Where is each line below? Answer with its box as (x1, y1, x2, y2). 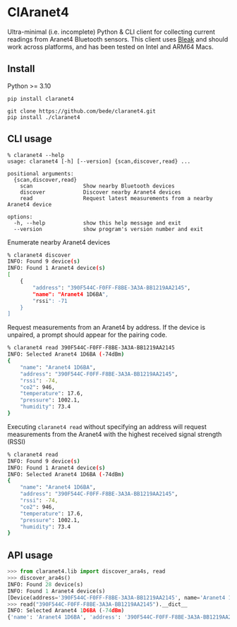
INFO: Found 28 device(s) (7, 581, 83, 588)
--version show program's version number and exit (13, 225, 203, 232)
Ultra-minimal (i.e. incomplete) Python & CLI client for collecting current (7, 27, 215, 36)
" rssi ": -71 (32, 297, 68, 304)
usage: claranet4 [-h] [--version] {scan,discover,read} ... (7, 158, 191, 165)
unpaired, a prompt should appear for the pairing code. (7, 330, 168, 339)
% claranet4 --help (7, 151, 65, 159)
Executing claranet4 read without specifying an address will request (7, 422, 207, 430)
